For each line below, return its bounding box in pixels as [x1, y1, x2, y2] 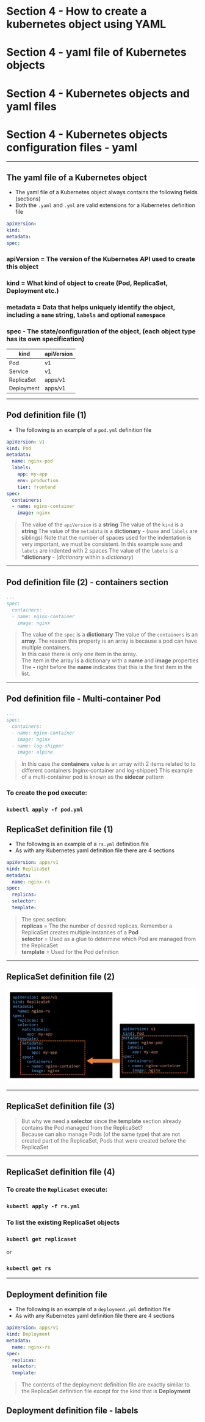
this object [6, 262, 38, 271]
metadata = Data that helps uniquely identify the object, [6, 303, 176, 311]
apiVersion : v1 [6, 439, 45, 445]
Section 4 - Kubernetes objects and [6, 86, 190, 100]
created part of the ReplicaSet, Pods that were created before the [21, 1136, 186, 1144]
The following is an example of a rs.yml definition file [15, 840, 149, 847]
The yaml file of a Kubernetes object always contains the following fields [15, 189, 198, 196]
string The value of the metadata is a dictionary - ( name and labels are [21, 528, 198, 535]
